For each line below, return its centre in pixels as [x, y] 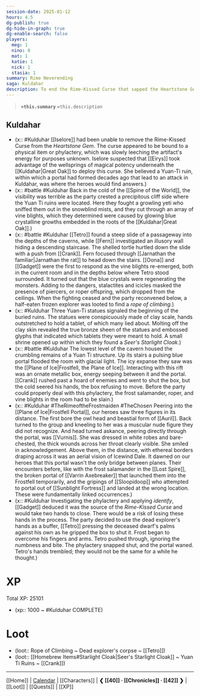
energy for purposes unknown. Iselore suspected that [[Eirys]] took [97, 158]
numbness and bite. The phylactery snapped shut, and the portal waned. [104, 545]
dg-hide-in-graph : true [36, 28]
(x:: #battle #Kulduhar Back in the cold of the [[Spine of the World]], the [102, 190]
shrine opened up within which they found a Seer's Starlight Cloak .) [98, 342]
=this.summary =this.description [62, 107]
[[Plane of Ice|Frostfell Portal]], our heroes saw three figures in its [95, 412]
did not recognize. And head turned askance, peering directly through [100, 431]
